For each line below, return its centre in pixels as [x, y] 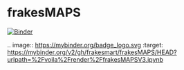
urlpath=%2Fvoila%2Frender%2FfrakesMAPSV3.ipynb [85, 59]
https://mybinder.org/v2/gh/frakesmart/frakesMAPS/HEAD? [92, 52]
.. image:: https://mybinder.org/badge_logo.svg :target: [85, 45]
